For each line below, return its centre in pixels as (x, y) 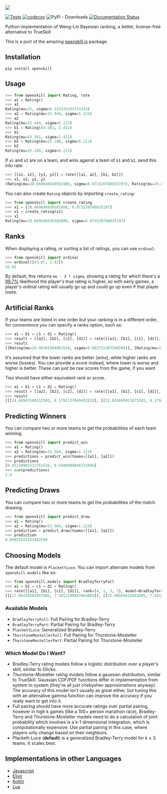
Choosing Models (33, 555)
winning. (14, 434)
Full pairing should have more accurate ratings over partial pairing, (80, 706)
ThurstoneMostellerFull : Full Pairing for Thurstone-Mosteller (75, 635)
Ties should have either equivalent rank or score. (55, 377)
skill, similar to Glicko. (35, 669)
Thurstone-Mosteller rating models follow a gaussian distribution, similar (86, 675)
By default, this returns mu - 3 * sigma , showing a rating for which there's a (83, 276)
